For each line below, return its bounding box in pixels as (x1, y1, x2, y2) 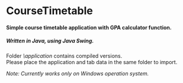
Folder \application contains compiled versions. (6, 52, 123, 59)
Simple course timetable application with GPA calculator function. (6, 24, 172, 31)
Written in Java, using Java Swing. (6, 37, 94, 45)
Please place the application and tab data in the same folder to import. (6, 58, 178, 65)
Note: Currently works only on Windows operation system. (6, 69, 149, 77)
